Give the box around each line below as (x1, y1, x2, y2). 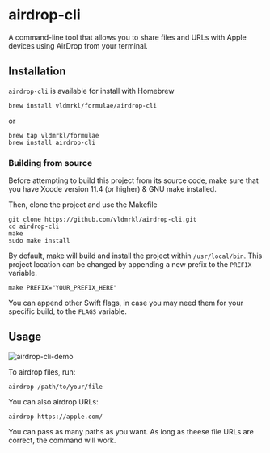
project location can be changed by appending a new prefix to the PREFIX (8, 260, 252, 269)
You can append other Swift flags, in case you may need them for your (8, 298, 244, 308)
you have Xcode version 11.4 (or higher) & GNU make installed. (8, 184, 217, 194)
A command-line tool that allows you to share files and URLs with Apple (8, 32, 247, 42)
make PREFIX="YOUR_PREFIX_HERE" (8, 284, 117, 292)
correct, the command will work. (8, 435, 116, 445)
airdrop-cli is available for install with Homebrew (8, 86, 175, 95)
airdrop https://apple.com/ (8, 413, 103, 421)
